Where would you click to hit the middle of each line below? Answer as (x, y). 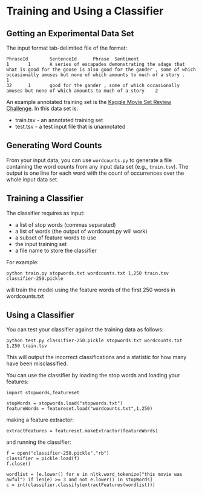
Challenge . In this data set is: (42, 108)
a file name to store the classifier (56, 250)
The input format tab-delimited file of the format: (67, 48)
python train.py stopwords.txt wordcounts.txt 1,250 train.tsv (88, 273)
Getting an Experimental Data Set (70, 34)
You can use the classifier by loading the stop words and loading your (93, 375)
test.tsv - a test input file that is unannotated (70, 126)
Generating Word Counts (54, 145)
